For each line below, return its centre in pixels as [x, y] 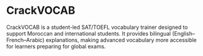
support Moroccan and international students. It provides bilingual [88, 33]
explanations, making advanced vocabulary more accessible [121, 40]
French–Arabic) [25, 40]
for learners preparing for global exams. [56, 46]
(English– [183, 33]
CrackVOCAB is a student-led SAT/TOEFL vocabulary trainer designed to [97, 27]
